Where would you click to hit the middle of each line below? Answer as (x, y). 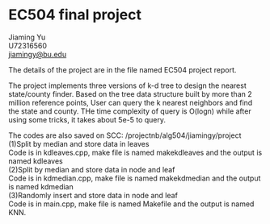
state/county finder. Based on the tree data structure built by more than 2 (130, 93)
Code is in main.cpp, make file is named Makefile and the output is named (131, 204)
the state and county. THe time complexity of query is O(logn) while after (130, 111)
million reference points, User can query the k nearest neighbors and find (131, 102)
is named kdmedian (41, 186)
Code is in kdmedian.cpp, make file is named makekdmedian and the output (135, 178)
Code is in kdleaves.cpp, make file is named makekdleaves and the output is (135, 152)
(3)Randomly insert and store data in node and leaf (93, 195)
